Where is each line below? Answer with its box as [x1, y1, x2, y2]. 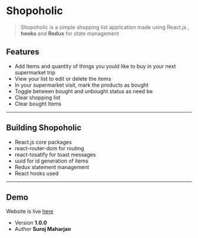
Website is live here [6, 208, 54, 215]
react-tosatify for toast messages [14, 151, 96, 158]
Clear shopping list [14, 94, 61, 101]
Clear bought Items [14, 100, 62, 107]
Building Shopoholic [6, 123, 82, 133]
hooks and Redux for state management [20, 29, 120, 37]
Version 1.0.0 [14, 219, 47, 226]
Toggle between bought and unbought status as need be [14, 87, 153, 95]
